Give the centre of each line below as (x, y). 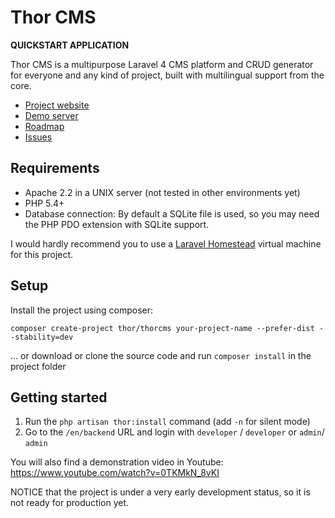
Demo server (51, 115)
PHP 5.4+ (44, 203)
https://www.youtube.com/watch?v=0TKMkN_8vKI (115, 473)
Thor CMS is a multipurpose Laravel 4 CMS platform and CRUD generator (162, 64)
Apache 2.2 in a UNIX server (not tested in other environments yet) (162, 192)
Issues (38, 137)
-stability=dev (42, 337)
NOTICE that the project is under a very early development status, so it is (160, 492)
